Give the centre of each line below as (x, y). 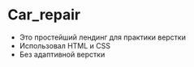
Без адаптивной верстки (62, 54)
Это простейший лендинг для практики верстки (102, 37)
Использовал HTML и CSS (65, 45)
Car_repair (44, 15)
